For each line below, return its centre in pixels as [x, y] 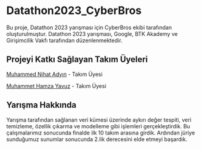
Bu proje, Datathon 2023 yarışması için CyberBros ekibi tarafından [89, 27]
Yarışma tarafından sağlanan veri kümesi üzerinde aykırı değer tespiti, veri [99, 120]
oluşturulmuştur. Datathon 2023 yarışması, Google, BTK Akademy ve [92, 33]
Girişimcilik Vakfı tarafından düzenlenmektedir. [64, 40]
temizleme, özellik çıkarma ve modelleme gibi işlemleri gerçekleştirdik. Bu [98, 126]
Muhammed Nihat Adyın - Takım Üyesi [55, 74]
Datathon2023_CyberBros [74, 11]
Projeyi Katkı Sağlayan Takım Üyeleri [77, 59]
